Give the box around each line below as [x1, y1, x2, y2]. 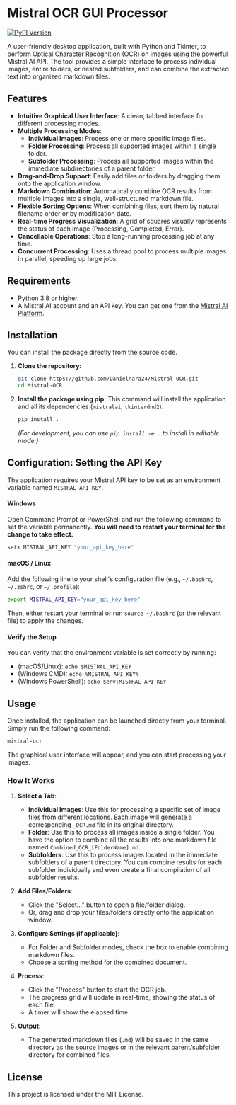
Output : [17, 1021, 41, 1031]
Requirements [7, 275, 71, 287]
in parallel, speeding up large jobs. [17, 254, 118, 263]
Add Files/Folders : [17, 887, 73, 895]
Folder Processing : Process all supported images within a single [28, 142, 217, 150]
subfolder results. [28, 873, 80, 882]
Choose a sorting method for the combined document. [28, 958, 187, 967]
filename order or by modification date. [17, 209, 132, 217]
